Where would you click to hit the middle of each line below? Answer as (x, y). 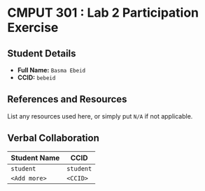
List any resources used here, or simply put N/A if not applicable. (100, 116)
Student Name (35, 158)
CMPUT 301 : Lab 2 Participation (103, 13)
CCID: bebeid (36, 77)
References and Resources (67, 99)
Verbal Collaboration (53, 138)
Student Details (42, 53)
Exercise (33, 28)
